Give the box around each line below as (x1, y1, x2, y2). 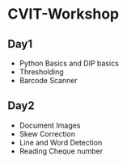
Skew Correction (19, 128, 76, 138)
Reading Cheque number (19, 146, 103, 156)
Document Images (19, 120, 81, 130)
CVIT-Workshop (7, 5, 119, 23)
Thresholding (19, 67, 64, 77)
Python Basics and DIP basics (19, 58, 119, 68)
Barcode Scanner (19, 76, 78, 85)
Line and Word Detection (19, 137, 103, 147)
